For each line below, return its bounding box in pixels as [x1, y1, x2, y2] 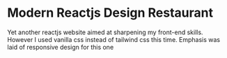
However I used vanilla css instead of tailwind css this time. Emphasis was [7, 35, 221, 43]
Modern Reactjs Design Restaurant [7, 5, 214, 21]
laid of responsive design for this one [7, 43, 114, 51]
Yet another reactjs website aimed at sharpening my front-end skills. [7, 28, 203, 36]
